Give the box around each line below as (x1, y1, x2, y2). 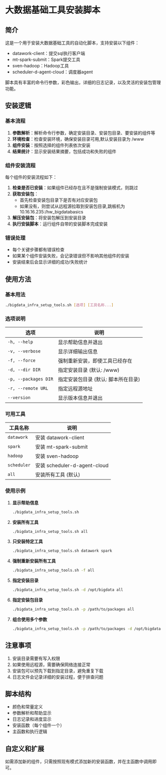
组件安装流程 (5, 162, 36, 169)
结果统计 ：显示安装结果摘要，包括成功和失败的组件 (12, 148, 117, 154)
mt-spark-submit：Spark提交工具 (12, 56, 81, 62)
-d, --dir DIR (7, 367, 41, 373)
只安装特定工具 (12, 538, 43, 545)
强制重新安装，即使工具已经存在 (58, 358, 132, 364)
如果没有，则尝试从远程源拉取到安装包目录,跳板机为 (19, 203, 125, 209)
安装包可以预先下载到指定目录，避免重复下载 (12, 668, 104, 673)
